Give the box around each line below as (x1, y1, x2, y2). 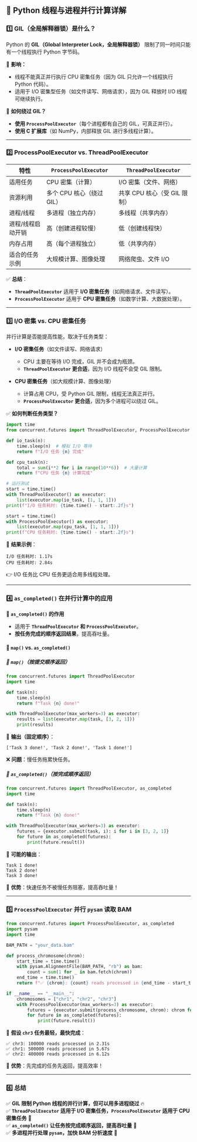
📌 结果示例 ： (6, 541, 37, 548)
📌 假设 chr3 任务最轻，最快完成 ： (6, 1029, 86, 1036)
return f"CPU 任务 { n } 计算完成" (16, 470, 93, 476)
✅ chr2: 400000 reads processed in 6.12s (6, 1051, 110, 1057)
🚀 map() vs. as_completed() (6, 644, 71, 651)
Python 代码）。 (14, 80, 52, 87)
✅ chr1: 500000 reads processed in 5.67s (6, 1046, 110, 1052)
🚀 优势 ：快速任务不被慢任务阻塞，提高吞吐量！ (6, 883, 119, 891)
